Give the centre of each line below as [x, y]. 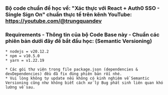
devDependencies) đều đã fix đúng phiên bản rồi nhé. [64, 74]
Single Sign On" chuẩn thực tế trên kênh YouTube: [69, 14]
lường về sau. [20, 87]
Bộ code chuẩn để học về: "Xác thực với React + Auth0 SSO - [82, 8]
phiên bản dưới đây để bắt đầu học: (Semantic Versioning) [79, 41]
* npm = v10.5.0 [22, 56]
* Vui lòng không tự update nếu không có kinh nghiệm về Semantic [77, 79]
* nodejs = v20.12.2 [27, 52]
